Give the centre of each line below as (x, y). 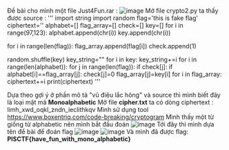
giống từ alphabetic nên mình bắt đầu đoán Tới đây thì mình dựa (111, 124)
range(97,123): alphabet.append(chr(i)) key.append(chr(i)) (89, 32)
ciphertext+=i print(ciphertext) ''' (54, 82)
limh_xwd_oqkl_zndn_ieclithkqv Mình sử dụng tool (78, 110)
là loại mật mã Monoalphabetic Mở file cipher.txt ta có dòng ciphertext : (110, 102)
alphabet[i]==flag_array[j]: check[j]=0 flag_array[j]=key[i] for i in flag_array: (114, 74)
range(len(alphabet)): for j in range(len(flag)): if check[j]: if (90, 67)
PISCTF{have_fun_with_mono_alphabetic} (69, 139)
